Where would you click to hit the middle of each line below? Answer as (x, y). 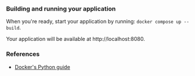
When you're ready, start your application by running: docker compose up (94, 22)
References (23, 54)
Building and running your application (61, 9)
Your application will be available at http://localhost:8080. (75, 39)
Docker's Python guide (42, 67)
